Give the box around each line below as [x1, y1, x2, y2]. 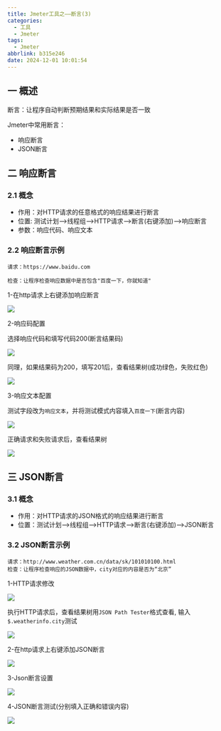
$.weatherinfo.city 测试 [7, 616, 77, 625]
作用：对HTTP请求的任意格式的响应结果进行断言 [17, 208, 160, 217]
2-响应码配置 [7, 318, 45, 328]
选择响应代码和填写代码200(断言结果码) [7, 334, 124, 343]
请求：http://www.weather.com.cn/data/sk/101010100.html [7, 558, 176, 565]
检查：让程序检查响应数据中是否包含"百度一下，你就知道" [7, 277, 151, 284]
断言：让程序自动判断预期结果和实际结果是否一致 [7, 105, 151, 114]
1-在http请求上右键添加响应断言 [7, 290, 99, 299]
